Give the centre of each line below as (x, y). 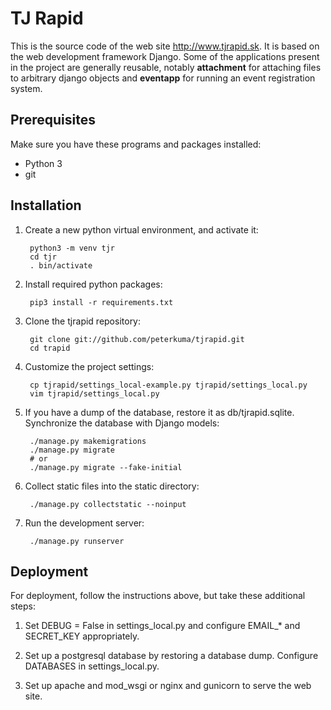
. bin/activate (61, 265)
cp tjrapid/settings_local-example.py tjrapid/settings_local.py (168, 385)
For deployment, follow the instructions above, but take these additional (158, 596)
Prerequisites (53, 120)
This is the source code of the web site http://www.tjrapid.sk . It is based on (165, 46)
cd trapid (50, 348)
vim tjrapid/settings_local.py (94, 393)
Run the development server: (84, 523)
